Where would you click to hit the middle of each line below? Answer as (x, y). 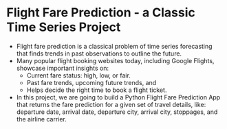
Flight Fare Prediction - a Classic (101, 13)
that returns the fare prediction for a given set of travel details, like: (111, 104)
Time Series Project (64, 27)
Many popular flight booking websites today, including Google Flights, (115, 60)
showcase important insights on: (63, 68)
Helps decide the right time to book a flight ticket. (97, 90)
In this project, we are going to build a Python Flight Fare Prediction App (118, 97)
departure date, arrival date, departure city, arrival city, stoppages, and (117, 112)
